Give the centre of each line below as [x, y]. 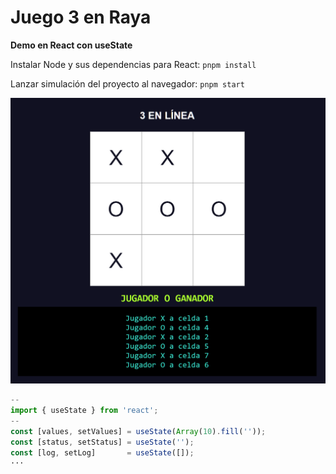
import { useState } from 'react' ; [84, 411]
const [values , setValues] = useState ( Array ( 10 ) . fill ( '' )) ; [138, 431]
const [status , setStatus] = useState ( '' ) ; [102, 442]
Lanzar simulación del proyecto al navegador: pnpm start [127, 83]
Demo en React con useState [71, 45]
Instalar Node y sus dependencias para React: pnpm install [133, 64]
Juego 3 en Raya [81, 17]
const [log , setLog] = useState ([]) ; [102, 452]
